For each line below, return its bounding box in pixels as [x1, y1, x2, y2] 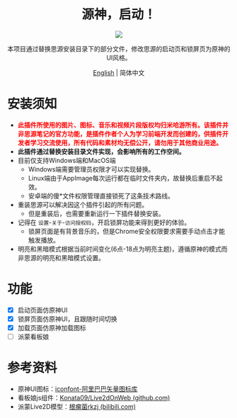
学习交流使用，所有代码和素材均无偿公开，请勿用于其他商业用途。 [30, 138, 223, 147]
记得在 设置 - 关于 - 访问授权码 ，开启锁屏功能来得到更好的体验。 [17, 218, 191, 227]
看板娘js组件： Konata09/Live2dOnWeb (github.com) [17, 394, 170, 402]
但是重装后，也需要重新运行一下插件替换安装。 [28, 209, 165, 218]
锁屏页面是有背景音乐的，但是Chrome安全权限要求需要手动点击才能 [28, 227, 225, 235]
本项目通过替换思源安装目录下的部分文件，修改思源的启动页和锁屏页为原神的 [7, 44, 231, 53]
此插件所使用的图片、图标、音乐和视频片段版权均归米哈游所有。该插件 [17, 120, 223, 129]
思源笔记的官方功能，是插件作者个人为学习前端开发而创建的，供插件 [23, 129, 223, 138]
